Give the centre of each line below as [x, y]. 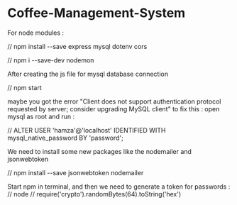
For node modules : [36, 33]
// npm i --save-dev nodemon [51, 60]
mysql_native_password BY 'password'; [66, 138]
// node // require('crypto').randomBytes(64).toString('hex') [94, 194]
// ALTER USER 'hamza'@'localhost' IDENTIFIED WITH [87, 130]
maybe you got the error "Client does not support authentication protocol [114, 101]
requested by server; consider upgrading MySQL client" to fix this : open [114, 109]
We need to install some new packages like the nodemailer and [99, 151]
